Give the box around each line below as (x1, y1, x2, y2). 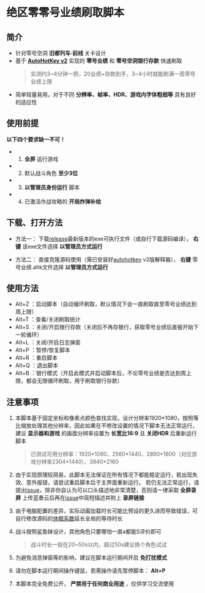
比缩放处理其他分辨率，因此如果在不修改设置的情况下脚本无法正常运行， (15, 422, 198, 430)
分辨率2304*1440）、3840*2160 (35, 458, 119, 465)
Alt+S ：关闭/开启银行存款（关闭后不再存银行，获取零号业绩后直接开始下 (15, 324, 199, 331)
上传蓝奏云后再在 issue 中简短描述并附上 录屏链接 (22, 494, 145, 502)
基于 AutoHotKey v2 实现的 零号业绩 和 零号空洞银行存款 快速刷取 (15, 57, 182, 64)
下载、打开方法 (6, 217, 63, 228)
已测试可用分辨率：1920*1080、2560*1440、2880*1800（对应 (30, 451, 192, 458)
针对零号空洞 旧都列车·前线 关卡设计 (15, 50, 106, 56)
